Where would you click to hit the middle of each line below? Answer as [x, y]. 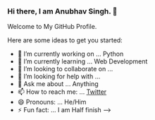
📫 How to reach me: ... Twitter [62, 92]
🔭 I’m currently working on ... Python [70, 54]
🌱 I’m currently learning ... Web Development [82, 61]
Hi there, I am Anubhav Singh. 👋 [62, 11]
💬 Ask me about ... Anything [58, 84]
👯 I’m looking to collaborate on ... [65, 69]
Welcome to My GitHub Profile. [52, 27]
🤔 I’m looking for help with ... [59, 76]
